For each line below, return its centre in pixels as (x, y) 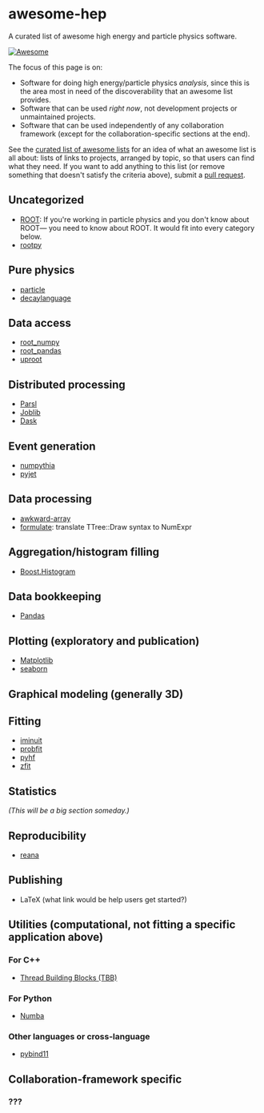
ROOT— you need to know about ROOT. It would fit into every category (137, 228)
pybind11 (34, 1054)
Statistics (33, 791)
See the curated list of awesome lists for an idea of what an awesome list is (132, 149)
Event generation (52, 446)
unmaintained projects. (58, 116)
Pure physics (42, 270)
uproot (31, 359)
